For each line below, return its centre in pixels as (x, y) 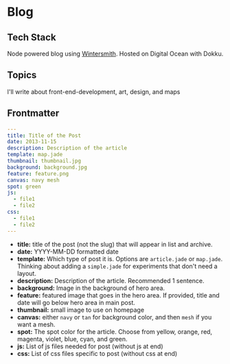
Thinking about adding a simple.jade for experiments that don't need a (117, 266)
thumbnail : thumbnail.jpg (44, 161)
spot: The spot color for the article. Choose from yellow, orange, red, (115, 331)
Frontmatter (33, 113)
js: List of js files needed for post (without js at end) (90, 346)
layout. (26, 273)
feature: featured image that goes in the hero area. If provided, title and (118, 295)
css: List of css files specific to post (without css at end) (97, 353)
